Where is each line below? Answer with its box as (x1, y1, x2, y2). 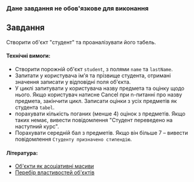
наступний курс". (14, 123, 59, 130)
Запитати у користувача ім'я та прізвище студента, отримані (14, 72, 171, 79)
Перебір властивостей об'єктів (14, 169, 95, 176)
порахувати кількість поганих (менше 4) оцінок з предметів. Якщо (14, 110, 186, 117)
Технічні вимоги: (6, 52, 51, 59)
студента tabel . (14, 104, 55, 111)
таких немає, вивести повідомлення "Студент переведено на (14, 116, 173, 123)
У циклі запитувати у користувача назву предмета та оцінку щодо (14, 84, 184, 92)
